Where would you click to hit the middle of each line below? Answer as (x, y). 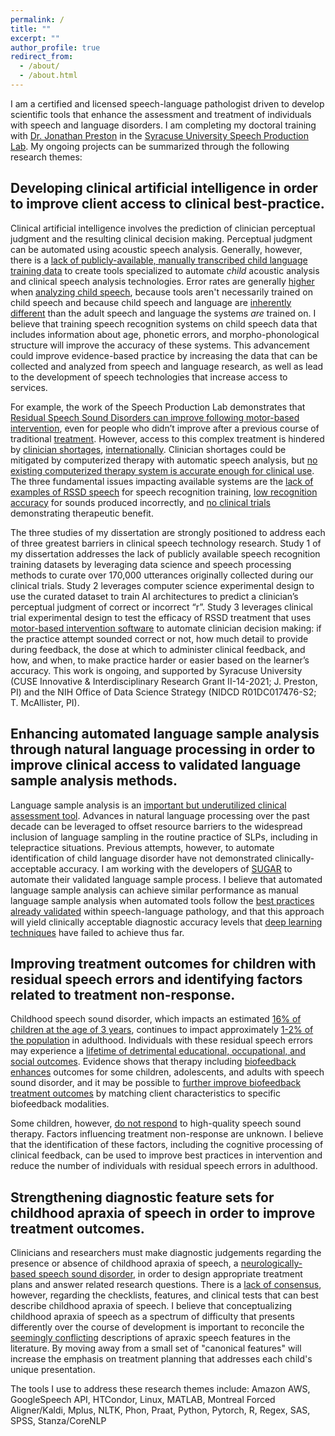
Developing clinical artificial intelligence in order (164, 188)
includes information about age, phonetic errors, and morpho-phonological (165, 334)
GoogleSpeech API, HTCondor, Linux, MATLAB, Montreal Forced (143, 1400)
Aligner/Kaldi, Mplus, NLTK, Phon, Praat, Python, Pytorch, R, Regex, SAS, (160, 1410)
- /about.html (48, 76)
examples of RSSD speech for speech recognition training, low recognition (164, 492)
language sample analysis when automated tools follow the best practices (162, 900)
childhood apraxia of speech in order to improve (163, 1212)
